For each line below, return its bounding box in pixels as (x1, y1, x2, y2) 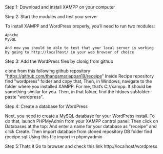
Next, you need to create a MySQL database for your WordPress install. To (5, 113, 155, 119)
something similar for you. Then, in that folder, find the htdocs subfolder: (5, 89, 151, 95)
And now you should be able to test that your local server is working (5, 46, 154, 51)
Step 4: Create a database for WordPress (5, 103, 88, 109)
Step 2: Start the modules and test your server (5, 14, 99, 19)
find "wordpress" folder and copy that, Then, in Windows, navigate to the (5, 78, 152, 84)
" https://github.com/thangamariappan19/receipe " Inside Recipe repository (5, 73, 154, 79)
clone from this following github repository (5, 68, 91, 74)
